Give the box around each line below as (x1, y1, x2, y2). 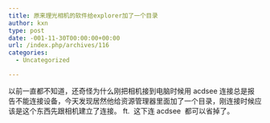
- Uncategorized (15, 57, 70, 65)
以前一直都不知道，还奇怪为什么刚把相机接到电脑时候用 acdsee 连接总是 (8, 85, 248, 96)
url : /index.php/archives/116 (8, 42, 110, 50)
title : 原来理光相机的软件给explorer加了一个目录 (8, 11, 158, 20)
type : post (8, 26, 45, 34)
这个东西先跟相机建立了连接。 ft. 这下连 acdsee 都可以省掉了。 (22, 105, 235, 116)
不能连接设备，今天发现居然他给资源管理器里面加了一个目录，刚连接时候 (14, 96, 255, 105)
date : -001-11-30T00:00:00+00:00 (8, 34, 121, 42)
